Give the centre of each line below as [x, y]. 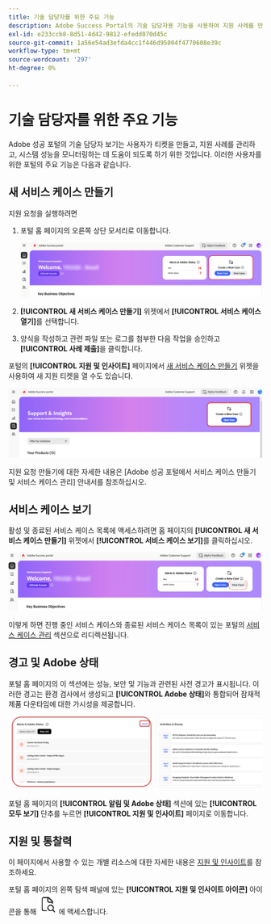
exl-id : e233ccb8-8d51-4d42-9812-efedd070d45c [88, 34]
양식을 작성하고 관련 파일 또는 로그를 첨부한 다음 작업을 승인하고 [120, 338]
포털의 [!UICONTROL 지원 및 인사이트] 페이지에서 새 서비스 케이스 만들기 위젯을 [134, 365]
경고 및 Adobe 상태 [54, 663]
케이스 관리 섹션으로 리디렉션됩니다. [73, 635]
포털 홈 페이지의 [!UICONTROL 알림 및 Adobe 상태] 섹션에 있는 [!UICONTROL [133, 803]
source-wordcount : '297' [50, 60]
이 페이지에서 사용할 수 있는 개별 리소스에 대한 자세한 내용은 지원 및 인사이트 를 [131, 862]
